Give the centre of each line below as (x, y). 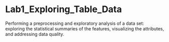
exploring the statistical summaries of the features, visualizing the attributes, (85, 28)
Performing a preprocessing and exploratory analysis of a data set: (75, 23)
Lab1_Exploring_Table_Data (64, 9)
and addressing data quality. (35, 34)
